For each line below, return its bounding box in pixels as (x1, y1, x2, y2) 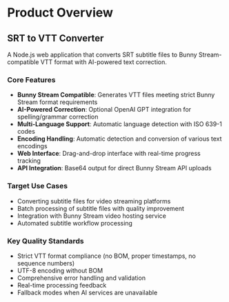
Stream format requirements (17, 98, 98, 106)
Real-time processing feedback (17, 281, 107, 289)
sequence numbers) (17, 259, 75, 267)
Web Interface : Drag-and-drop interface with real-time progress (17, 150, 201, 158)
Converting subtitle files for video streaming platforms (17, 197, 171, 205)
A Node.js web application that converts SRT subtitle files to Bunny (7, 50, 198, 59)
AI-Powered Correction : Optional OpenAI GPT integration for (17, 105, 192, 114)
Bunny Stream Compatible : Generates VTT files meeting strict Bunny (17, 91, 215, 99)
